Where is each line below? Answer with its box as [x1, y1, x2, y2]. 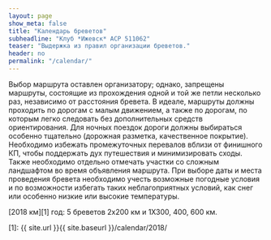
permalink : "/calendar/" [8, 58, 92, 66]
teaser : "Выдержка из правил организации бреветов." [8, 42, 191, 50]
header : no [8, 49, 45, 58]
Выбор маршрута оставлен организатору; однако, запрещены [8, 79, 225, 89]
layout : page [8, 11, 53, 20]
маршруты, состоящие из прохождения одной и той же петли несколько [8, 88, 261, 97]
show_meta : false [8, 19, 67, 28]
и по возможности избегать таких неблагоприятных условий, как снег [8, 182, 254, 192]
